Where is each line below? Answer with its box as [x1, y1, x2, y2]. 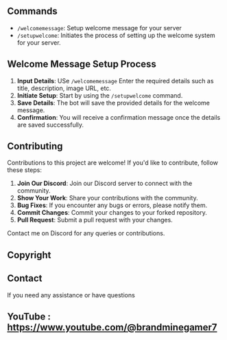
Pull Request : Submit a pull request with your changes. [16, 216, 173, 224]
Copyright [7, 249, 51, 261]
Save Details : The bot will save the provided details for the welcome [16, 98, 211, 107]
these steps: [7, 166, 43, 174]
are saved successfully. [16, 120, 84, 129]
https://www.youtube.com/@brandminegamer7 [7, 321, 217, 333]
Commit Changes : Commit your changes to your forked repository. [16, 209, 207, 217]
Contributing [7, 140, 63, 152]
